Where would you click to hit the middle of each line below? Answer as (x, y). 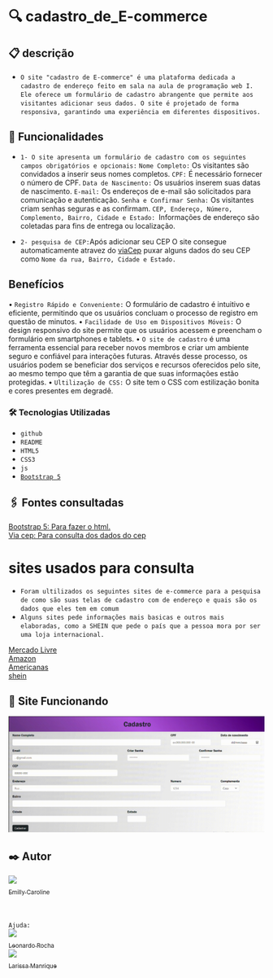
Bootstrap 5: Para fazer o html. (60, 526)
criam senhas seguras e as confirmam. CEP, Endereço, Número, (126, 208)
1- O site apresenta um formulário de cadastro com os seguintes (133, 157)
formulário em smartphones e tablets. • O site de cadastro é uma (119, 339)
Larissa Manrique (32, 966)
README (31, 442)
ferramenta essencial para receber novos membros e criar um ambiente (129, 347)
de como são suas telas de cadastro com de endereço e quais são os (139, 600)
